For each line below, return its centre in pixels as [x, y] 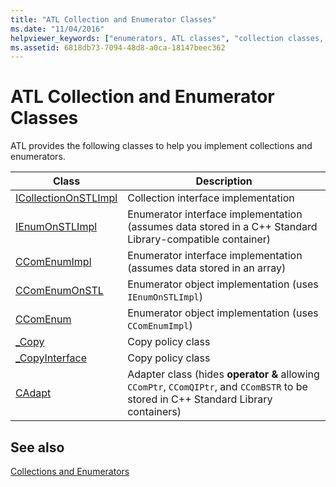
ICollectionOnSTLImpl [66, 198]
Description [224, 181]
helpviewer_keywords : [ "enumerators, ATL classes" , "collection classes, [167, 38]
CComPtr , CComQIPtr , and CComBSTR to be [217, 387]
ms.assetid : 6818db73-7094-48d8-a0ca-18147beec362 [118, 47]
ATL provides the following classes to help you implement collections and [161, 146]
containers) [154, 412]
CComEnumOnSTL [59, 291]
